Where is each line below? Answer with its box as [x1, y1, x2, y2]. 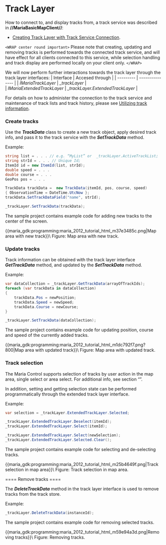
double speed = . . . [5, 167, 50, 172]
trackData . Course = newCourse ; [14, 304, 79, 310]
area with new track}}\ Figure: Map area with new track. [5, 233, 119, 239]
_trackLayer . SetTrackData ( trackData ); [5, 204, 85, 209]
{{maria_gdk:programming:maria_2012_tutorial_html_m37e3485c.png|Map [5, 228, 157, 234]
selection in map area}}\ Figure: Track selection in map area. [5, 467, 129, 472]
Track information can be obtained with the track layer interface [5, 257, 135, 263]
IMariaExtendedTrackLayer [7, 85, 64, 91]
